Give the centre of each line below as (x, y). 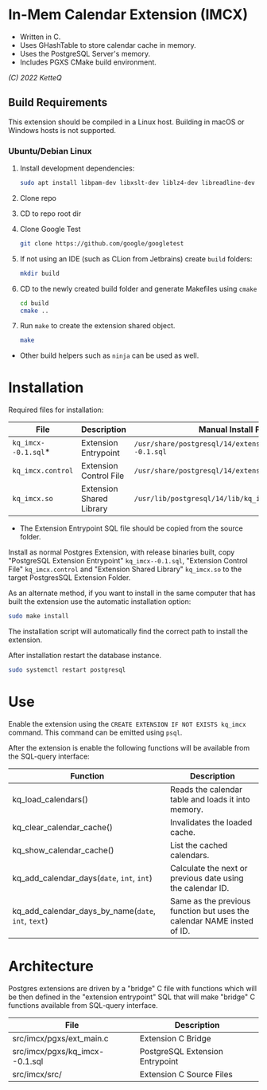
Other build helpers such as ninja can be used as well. (109, 355)
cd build (34, 303)
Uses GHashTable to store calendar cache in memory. (108, 45)
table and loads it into (210, 799)
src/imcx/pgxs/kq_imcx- (58, 1051)
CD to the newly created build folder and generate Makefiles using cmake (138, 288)
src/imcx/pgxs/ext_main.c (60, 1038)
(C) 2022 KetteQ (35, 77)
